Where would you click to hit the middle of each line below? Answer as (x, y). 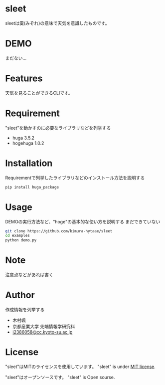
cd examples (17, 236)
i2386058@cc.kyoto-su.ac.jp (42, 332)
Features (24, 79)
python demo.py (21, 240)
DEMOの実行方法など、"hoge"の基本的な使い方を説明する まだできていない (83, 221)
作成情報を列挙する (25, 309)
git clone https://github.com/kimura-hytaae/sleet (59, 231)
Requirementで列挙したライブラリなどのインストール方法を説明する (75, 178)
